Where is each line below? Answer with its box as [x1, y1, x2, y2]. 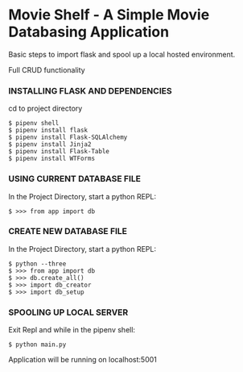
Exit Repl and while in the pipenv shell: [8, 325, 135, 335]
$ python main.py [8, 341, 67, 349]
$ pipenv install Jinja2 [8, 140, 92, 148]
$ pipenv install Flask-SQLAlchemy [8, 133, 128, 142]
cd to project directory [8, 103, 83, 114]
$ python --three [8, 260, 67, 268]
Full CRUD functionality [8, 65, 86, 74]
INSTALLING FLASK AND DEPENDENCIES [8, 85, 172, 96]
